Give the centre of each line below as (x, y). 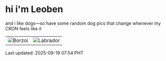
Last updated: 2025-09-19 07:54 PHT (44, 53)
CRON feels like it (24, 28)
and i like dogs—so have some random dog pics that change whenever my (83, 23)
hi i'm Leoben (34, 9)
